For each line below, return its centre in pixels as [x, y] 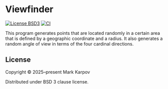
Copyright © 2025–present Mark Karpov [48, 72]
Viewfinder [29, 9]
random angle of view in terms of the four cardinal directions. [69, 43]
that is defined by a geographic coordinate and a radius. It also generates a [84, 38]
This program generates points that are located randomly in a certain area [83, 33]
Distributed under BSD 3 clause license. [47, 81]
